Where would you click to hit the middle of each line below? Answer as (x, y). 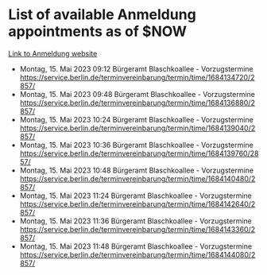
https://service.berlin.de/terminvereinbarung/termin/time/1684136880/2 (137, 103)
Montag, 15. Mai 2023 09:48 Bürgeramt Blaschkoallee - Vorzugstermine (137, 94)
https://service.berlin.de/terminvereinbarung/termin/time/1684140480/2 (137, 178)
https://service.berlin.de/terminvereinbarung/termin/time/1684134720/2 (137, 77)
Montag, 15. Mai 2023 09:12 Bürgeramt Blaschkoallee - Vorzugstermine (136, 68)
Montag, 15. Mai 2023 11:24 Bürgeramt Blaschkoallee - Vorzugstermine (136, 196)
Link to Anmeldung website (53, 53)
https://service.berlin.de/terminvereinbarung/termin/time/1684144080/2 (137, 254)
